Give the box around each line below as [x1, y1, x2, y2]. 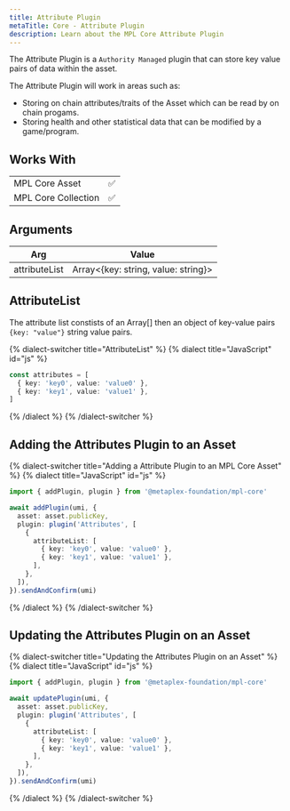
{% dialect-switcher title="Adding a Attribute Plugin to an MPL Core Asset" [9, 461, 282, 471]
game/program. [21, 126, 80, 137]
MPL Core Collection [13, 192, 100, 205]
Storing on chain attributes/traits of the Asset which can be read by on [21, 98, 279, 108]
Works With [9, 152, 76, 167]
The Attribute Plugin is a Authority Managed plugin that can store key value [9, 54, 281, 65]
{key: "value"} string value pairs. [9, 326, 133, 337]
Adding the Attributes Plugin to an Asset [9, 437, 237, 452]
